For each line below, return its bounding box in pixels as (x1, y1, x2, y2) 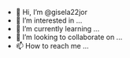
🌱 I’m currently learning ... (15, 24, 100, 33)
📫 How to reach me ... (15, 42, 89, 50)
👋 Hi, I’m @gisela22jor (15, 8, 88, 16)
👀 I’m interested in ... (15, 16, 83, 25)
